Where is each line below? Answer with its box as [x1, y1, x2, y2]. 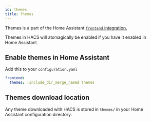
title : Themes [5, 12, 34, 16]
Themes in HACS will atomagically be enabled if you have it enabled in [5, 34, 147, 40]
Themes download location [5, 93, 90, 102]
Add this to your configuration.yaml [5, 66, 78, 72]
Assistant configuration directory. [5, 111, 72, 117]
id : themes [5, 7, 27, 12]
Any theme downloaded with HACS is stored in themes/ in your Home [5, 106, 144, 112]
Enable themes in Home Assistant [5, 53, 110, 61]
